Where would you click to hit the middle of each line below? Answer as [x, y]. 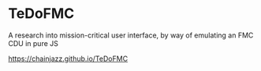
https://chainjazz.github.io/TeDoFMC [68, 59]
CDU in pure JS [34, 43]
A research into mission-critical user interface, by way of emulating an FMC [131, 35]
